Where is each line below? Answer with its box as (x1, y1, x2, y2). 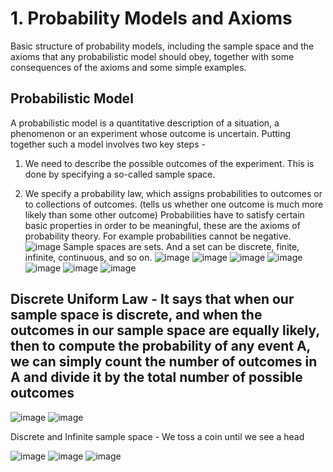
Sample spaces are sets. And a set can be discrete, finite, (63, 240, 300, 252)
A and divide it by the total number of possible (10, 369, 303, 386)
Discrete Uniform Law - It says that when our (10, 291, 295, 308)
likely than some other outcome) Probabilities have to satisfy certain (24, 208, 305, 221)
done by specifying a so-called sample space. (24, 168, 216, 180)
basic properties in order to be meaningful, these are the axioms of (24, 219, 301, 231)
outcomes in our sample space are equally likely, (10, 322, 320, 339)
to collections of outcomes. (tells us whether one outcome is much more (24, 198, 324, 210)
